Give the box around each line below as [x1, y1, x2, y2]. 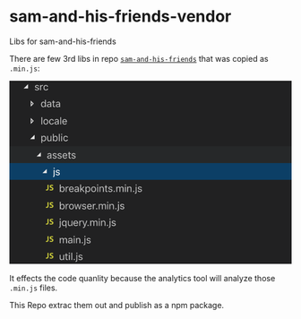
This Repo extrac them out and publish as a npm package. [9, 300, 225, 311]
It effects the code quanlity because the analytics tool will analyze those [9, 273, 276, 284]
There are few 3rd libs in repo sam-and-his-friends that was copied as [9, 53, 269, 64]
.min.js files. [9, 282, 58, 293]
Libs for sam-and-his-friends [9, 36, 116, 47]
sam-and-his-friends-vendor [9, 6, 232, 27]
